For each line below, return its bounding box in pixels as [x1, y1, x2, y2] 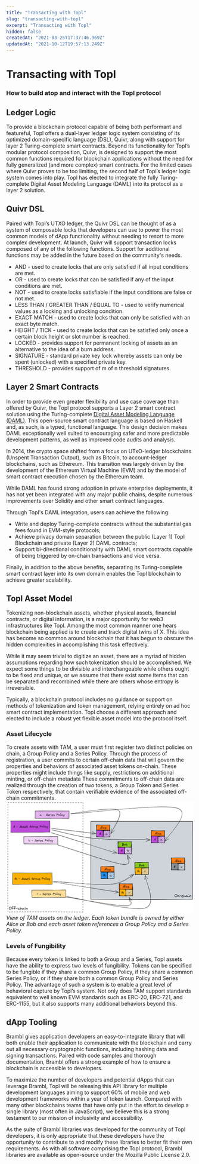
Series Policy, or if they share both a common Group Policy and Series [6, 974, 179, 982]
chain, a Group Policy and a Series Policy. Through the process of [6, 750, 167, 757]
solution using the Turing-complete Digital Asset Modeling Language [6, 410, 175, 417]
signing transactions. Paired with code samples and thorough [6, 1052, 157, 1059]
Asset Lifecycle [6, 730, 52, 738]
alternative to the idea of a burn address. [14, 345, 115, 352]
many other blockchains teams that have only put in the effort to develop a [6, 1102, 189, 1109]
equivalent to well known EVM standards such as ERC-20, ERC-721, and [6, 993, 183, 1000]
